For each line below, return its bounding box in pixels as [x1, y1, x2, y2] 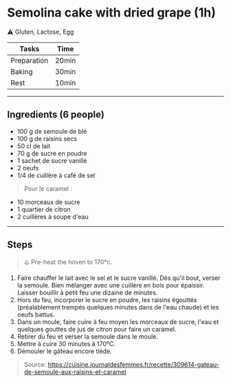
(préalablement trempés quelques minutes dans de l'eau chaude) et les [16, 303, 219, 311]
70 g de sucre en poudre [16, 149, 87, 157]
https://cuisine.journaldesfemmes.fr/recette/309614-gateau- [47, 360, 220, 368]
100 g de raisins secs [16, 134, 78, 143]
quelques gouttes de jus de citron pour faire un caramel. [16, 325, 177, 333]
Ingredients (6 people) [7, 109, 104, 121]
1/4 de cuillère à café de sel [16, 171, 96, 179]
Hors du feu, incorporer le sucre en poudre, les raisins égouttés [16, 295, 197, 304]
